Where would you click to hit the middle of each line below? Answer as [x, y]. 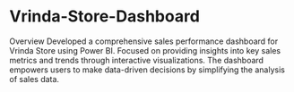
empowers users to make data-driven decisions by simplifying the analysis [147, 70]
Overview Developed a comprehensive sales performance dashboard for [144, 41]
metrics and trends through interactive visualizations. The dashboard [137, 60]
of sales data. [35, 79]
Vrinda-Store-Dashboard [104, 17]
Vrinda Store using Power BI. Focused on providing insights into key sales [145, 50]
